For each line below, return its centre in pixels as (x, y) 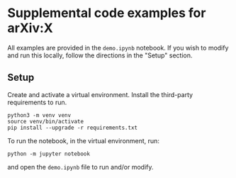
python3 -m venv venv (39, 115)
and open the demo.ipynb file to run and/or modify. (80, 167)
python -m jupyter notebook (49, 154)
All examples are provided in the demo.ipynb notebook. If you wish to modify (118, 48)
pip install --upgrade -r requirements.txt (73, 128)
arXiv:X (30, 28)
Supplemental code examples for (107, 13)
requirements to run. (37, 102)
